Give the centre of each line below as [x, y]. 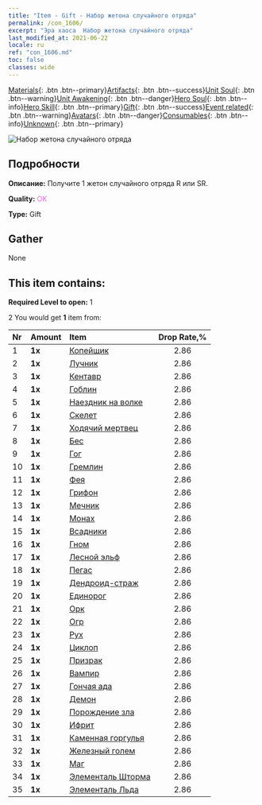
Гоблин [83, 389]
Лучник [83, 364]
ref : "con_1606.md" [40, 52]
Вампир [84, 674]
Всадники [88, 532]
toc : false [26, 60]
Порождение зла [102, 712]
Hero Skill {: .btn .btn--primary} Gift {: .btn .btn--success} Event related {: [139, 106]
